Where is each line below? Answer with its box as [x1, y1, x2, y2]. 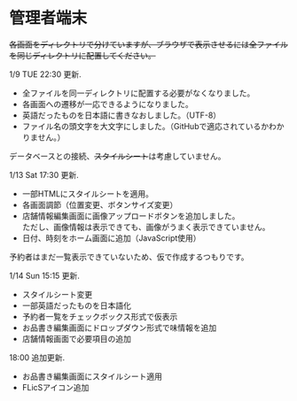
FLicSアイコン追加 [21, 382, 90, 392]
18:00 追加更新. [9, 351, 66, 363]
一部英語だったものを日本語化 [21, 300, 131, 311]
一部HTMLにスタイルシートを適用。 [21, 188, 153, 199]
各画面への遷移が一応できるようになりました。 [21, 98, 193, 109]
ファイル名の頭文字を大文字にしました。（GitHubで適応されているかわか [21, 120, 285, 131]
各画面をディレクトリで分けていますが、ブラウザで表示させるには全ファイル [9, 39, 288, 50]
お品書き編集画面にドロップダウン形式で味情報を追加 [21, 322, 217, 333]
